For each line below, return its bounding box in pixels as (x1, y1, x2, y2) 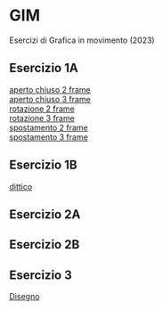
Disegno (9, 291, 40, 302)
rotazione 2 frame (9, 103, 76, 114)
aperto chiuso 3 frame (9, 94, 91, 104)
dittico (9, 181, 33, 192)
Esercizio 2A (9, 207, 81, 222)
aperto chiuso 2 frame (9, 84, 91, 94)
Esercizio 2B (9, 237, 80, 252)
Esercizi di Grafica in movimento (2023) (9, 35, 155, 45)
